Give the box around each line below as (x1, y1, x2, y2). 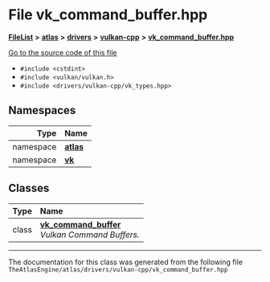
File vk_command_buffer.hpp (8, 6, 208, 24)
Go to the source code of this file (8, 47, 117, 57)
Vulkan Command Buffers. (39, 229, 140, 240)
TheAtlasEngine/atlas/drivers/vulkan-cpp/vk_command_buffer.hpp (8, 265, 228, 274)
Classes (8, 182, 50, 195)
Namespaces (8, 104, 76, 117)
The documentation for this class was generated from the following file (8, 257, 243, 267)
